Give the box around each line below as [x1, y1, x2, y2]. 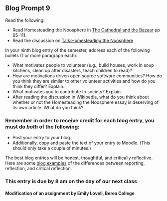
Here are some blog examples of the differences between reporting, [5, 160, 145, 166]
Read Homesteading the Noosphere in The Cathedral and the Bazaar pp [12, 27, 161, 33]
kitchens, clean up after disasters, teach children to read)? [12, 67, 132, 73]
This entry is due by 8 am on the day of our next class [5, 178, 137, 185]
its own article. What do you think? [12, 104, 84, 110]
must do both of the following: [5, 123, 80, 130]
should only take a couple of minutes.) [12, 145, 91, 151]
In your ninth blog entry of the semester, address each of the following [5, 47, 150, 53]
